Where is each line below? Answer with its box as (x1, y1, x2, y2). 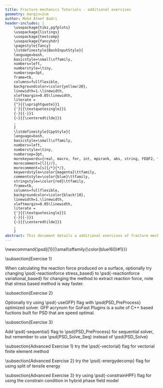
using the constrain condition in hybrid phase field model (5, 378, 119, 384)
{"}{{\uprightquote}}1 (14, 102, 60, 107)
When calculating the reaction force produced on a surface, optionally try (5, 265, 152, 271)
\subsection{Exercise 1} (5, 256, 52, 262)
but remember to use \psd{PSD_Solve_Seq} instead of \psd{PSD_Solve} (5, 334, 148, 340)
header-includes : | (5, 20, 45, 26)
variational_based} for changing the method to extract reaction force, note (5, 276, 154, 282)
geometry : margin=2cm (5, 12, 49, 17)
